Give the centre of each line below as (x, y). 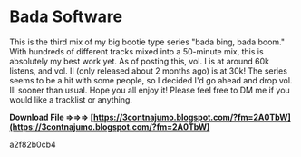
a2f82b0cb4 (33, 144)
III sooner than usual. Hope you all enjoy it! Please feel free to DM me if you (150, 90)
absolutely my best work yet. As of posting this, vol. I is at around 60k (140, 61)
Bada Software (66, 17)
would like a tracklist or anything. (71, 99)
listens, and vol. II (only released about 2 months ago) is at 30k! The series (149, 71)
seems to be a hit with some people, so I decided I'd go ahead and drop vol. (151, 80)
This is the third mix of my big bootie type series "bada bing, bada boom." (147, 42)
